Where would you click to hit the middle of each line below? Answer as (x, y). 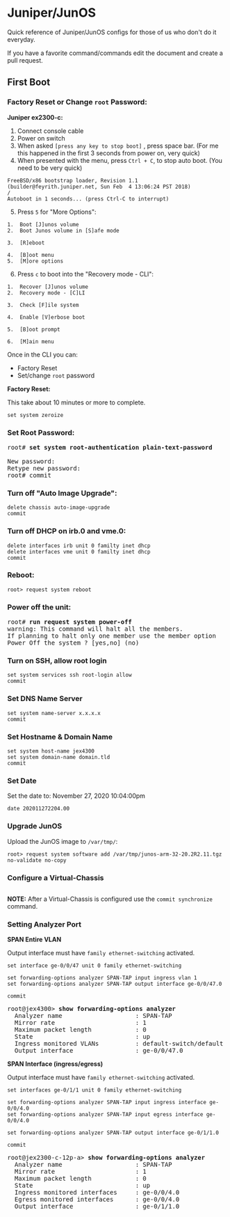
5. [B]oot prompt (34, 329)
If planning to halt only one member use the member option (112, 636)
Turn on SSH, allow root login (57, 661)
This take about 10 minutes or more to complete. (76, 402)
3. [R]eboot (26, 243)
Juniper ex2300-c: (35, 117)
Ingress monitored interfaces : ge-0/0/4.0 (97, 1193)
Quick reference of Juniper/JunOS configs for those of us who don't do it (112, 32)
